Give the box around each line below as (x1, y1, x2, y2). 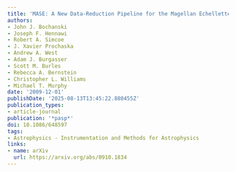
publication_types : (7, 102, 65, 109)
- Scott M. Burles (7, 62, 61, 70)
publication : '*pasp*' (7, 114, 74, 121)
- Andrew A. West (7, 50, 58, 57)
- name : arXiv (7, 147, 49, 154)
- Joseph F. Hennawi (7, 29, 68, 37)
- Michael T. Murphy (7, 82, 68, 89)
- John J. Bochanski (7, 23, 68, 30)
